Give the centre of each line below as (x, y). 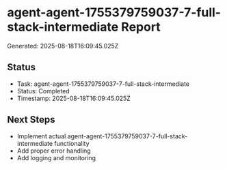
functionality (72, 143)
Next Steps (31, 120)
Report (141, 27)
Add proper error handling (54, 151)
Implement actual (41, 136)
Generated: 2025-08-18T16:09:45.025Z (63, 46)
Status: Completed (43, 91)
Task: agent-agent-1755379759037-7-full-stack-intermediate (103, 84)
